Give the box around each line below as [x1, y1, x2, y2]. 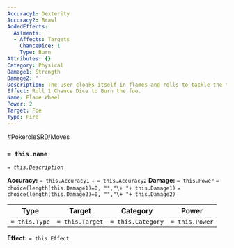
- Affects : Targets [13, 36, 70, 43]
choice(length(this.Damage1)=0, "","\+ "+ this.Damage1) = [7, 185, 181, 192]
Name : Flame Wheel [7, 94, 61, 101]
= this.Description [7, 164, 64, 171]
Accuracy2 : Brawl [7, 17, 58, 24]
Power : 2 [7, 101, 33, 108]
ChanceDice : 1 [19, 42, 61, 49]
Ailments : [13, 29, 42, 37]
